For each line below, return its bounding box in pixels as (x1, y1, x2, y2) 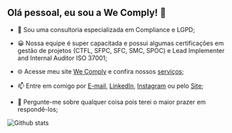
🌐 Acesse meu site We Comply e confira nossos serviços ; (17, 67, 185, 75)
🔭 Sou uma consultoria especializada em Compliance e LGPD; (17, 25, 195, 33)
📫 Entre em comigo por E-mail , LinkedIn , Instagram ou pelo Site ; (17, 81, 204, 90)
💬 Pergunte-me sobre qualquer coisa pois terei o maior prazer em (17, 97, 206, 106)
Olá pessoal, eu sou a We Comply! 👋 (7, 7, 167, 19)
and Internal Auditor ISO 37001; (17, 54, 108, 62)
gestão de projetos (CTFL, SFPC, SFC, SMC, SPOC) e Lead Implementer (17, 46, 225, 54)
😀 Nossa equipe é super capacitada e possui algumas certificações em (17, 39, 224, 47)
